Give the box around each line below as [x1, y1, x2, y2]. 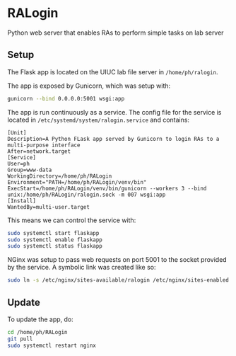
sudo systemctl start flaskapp [7, 229, 100, 236]
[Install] [7, 197, 37, 205]
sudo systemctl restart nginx [7, 342, 97, 349]
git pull [7, 335, 33, 343]
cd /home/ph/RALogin [7, 328, 69, 335]
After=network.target [7, 147, 71, 155]
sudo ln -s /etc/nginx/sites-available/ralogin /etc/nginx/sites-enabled [7, 277, 230, 284]
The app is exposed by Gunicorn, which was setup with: [7, 81, 171, 90]
